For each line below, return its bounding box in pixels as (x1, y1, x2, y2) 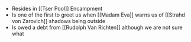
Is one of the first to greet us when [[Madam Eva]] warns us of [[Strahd (11, 11, 185, 18)
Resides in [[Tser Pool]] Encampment (11, 5, 103, 12)
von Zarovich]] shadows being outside (11, 18, 106, 24)
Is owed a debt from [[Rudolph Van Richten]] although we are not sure (11, 24, 183, 31)
